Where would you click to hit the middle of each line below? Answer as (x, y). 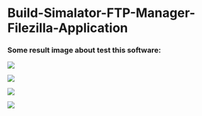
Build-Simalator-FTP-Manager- (101, 13)
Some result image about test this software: (84, 50)
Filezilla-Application (68, 28)
